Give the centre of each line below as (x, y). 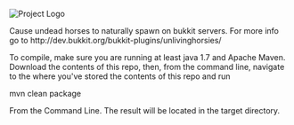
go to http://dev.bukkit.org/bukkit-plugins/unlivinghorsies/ (115, 40)
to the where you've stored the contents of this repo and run (120, 76)
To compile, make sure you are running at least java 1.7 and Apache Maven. (147, 57)
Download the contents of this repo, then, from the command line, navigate (147, 67)
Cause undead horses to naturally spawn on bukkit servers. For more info (144, 31)
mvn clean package (45, 94)
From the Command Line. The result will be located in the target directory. (145, 110)
